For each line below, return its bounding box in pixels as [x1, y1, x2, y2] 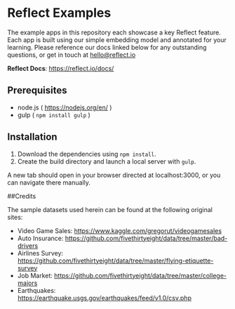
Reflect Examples [7, 5, 112, 21]
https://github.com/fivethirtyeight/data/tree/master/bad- [65, 234, 228, 242]
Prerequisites [7, 84, 67, 96]
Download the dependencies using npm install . [17, 150, 156, 158]
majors [17, 279, 38, 287]
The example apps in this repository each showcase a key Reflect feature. [7, 28, 221, 37]
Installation [7, 131, 58, 143]
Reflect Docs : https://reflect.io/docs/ [7, 64, 114, 72]
